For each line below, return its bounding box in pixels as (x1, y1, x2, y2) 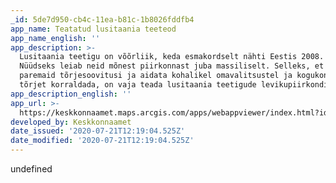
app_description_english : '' (10, 89, 132, 99)
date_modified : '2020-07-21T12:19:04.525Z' (10, 136, 195, 146)
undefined (10, 163, 53, 175)
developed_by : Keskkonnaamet (10, 117, 132, 127)
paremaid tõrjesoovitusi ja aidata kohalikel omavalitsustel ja (19, 71, 293, 81)
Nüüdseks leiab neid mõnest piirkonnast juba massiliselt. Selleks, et (19, 61, 325, 71)
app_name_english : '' (10, 33, 101, 43)
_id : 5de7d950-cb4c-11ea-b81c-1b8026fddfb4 (10, 14, 195, 25)
